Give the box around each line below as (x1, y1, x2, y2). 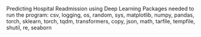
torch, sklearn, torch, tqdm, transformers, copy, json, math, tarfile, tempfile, (6, 18, 196, 24)
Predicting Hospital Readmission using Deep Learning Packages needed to (6, 5, 194, 12)
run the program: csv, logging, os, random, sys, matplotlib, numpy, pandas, (6, 11, 195, 18)
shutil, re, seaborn (6, 24, 52, 31)
